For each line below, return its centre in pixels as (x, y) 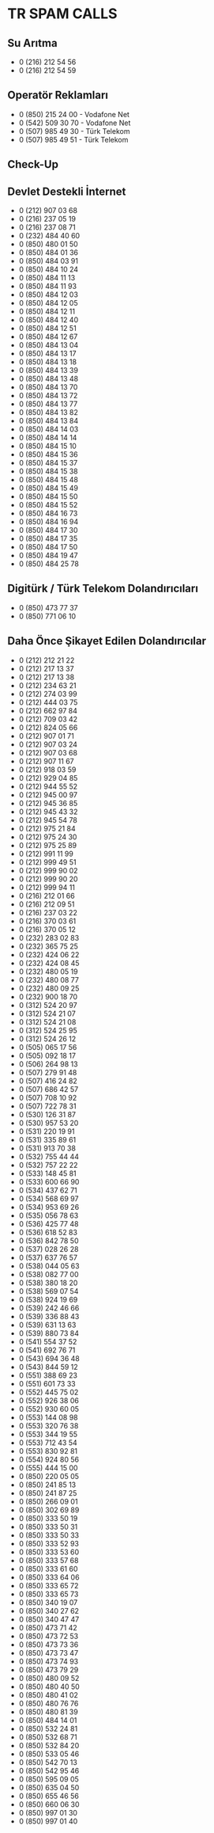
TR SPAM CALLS (62, 14)
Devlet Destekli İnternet (67, 191)
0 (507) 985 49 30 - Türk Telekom (74, 131)
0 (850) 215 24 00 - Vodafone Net (74, 114)
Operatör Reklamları (58, 95)
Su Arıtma (32, 43)
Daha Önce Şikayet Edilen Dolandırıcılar (107, 641)
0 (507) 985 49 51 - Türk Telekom (73, 139)
